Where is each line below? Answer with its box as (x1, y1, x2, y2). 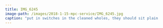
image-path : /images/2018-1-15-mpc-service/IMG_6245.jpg (5, 11, 123, 16)
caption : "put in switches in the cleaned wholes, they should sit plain (5, 16, 159, 20)
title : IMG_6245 (5, 7, 38, 12)
